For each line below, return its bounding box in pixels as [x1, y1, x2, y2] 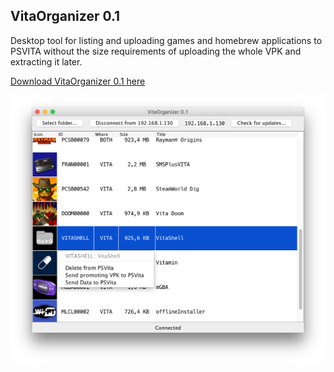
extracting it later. [10, 55, 83, 68]
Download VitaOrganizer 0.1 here [10, 75, 146, 87]
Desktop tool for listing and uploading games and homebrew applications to [10, 34, 323, 46]
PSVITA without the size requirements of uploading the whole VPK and [10, 45, 302, 57]
